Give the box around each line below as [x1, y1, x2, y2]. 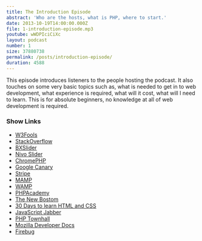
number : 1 [6, 43, 32, 49]
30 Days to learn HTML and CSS [15, 202, 96, 209]
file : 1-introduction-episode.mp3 [6, 25, 94, 32]
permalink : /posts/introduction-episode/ [6, 54, 113, 60]
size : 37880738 [6, 49, 45, 55]
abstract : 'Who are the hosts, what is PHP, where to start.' [6, 15, 167, 21]
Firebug [15, 228, 35, 235]
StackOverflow [15, 137, 53, 144]
